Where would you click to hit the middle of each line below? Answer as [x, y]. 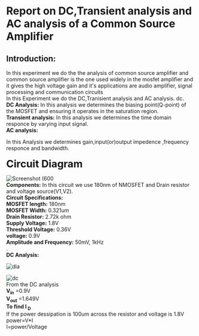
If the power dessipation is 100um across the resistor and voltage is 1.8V [95, 314]
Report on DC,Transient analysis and [99, 11]
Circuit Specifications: [35, 198]
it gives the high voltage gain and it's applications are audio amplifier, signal [99, 86]
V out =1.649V [23, 299]
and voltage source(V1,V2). [40, 191]
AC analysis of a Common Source [91, 24]
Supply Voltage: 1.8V [33, 223]
